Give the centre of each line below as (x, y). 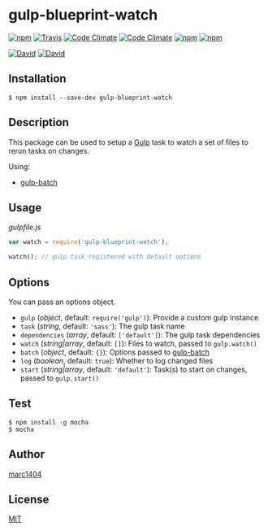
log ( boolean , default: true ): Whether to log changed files (117, 360)
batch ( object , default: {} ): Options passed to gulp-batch (115, 352)
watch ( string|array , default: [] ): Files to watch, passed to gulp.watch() (138, 343)
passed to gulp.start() (60, 378)
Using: (19, 166)
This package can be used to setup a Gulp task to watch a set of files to (129, 142)
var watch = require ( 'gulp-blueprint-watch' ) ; (89, 242)
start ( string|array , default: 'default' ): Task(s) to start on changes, (134, 369)
